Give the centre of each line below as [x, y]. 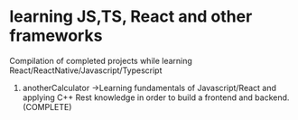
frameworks [56, 36]
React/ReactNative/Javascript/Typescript [86, 70]
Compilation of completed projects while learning [101, 60]
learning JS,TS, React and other [131, 17]
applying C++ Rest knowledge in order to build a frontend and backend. [156, 97]
